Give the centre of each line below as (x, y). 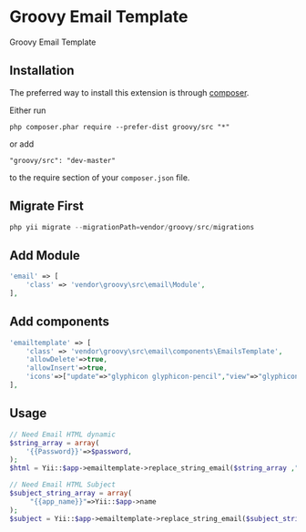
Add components (60, 322)
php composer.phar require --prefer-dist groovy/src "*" (120, 127)
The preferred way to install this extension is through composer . (129, 92)
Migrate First (46, 206)
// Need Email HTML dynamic (63, 435)
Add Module (45, 256)
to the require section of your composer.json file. (100, 177)
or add (22, 144)
